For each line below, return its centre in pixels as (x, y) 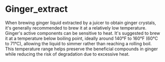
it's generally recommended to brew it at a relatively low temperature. (76, 28)
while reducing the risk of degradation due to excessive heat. (67, 54)
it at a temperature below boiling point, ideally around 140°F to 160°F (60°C (82, 38)
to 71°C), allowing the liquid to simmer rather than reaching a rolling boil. (79, 43)
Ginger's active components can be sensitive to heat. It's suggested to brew (83, 33)
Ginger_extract (37, 9)
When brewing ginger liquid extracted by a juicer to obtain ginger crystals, (81, 23)
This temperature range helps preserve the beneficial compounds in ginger (82, 49)
